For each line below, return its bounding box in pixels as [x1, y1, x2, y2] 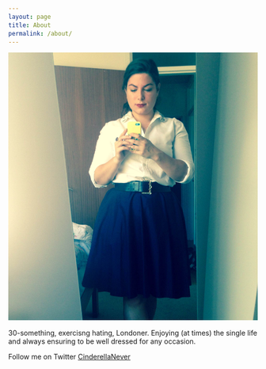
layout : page [8, 13, 51, 21]
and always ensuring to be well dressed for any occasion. [8, 337, 196, 346]
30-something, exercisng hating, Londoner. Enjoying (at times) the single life [8, 328, 257, 337]
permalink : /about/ [8, 29, 73, 37]
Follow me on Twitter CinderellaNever [8, 352, 131, 361]
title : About [8, 21, 51, 29]
